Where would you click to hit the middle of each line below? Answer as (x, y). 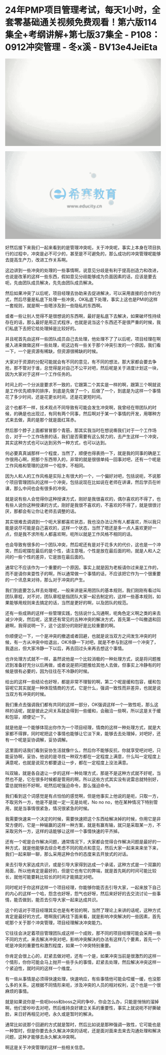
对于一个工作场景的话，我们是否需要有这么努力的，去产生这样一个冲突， (87, 436)
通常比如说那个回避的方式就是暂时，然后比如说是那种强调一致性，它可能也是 (83, 1024)
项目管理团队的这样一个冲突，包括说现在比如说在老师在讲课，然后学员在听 (85, 482)
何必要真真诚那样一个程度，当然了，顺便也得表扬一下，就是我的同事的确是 (81, 453)
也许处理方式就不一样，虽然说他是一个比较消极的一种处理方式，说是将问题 (81, 659)
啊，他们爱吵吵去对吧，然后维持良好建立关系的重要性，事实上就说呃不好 (79, 1008)
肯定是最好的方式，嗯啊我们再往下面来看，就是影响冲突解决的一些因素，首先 (83, 916)
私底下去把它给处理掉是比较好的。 (44, 328)
